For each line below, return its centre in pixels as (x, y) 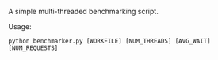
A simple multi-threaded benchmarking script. (83, 11)
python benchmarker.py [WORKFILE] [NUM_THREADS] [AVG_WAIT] (110, 41)
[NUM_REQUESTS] (33, 48)
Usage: (20, 26)
